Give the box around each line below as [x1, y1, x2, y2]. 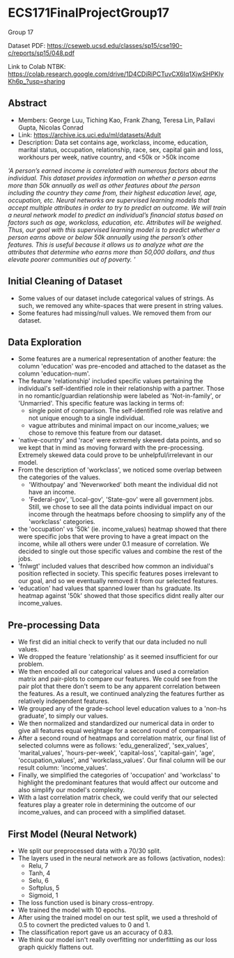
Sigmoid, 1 [28, 891, 58, 899]
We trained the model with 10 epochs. [17, 906, 127, 914]
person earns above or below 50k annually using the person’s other [8, 233, 203, 241]
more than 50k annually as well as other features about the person [8, 181, 201, 190]
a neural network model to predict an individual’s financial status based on [8, 210, 224, 219]
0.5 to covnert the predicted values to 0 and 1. [17, 921, 150, 929]
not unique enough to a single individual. [28, 414, 146, 422]
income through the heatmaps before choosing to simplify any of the [28, 510, 226, 518]
